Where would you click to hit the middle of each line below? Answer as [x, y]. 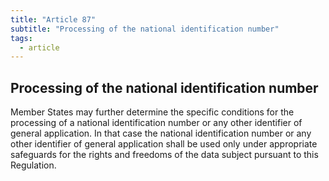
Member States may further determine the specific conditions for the [152, 112]
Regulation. [33, 165]
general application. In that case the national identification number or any [161, 133]
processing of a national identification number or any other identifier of [156, 123]
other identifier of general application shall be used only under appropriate [164, 144]
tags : [21, 38]
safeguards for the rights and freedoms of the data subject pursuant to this [164, 155]
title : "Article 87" [53, 19]
